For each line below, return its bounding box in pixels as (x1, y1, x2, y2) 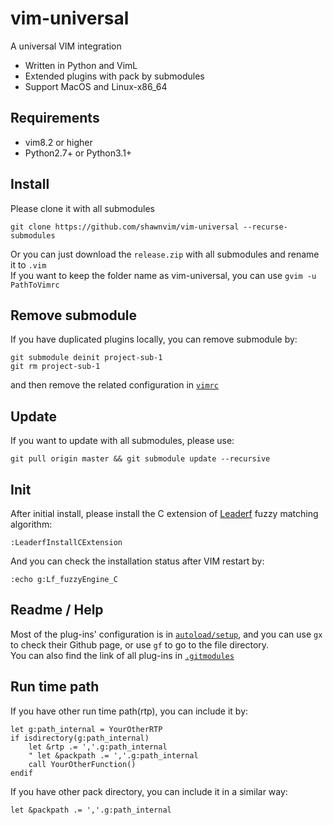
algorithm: (10, 518, 53, 530)
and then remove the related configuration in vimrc (10, 379, 219, 391)
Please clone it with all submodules (10, 202, 155, 214)
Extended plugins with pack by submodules (24, 70, 205, 82)
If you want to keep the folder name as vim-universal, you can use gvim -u (10, 269, 317, 281)
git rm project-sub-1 (10, 362, 101, 372)
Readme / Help (10, 602, 104, 619)
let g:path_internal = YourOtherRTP (10, 724, 163, 734)
